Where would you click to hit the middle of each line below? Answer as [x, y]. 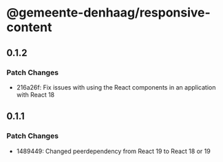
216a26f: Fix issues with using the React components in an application [116, 87]
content [29, 27]
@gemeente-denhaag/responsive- [108, 13]
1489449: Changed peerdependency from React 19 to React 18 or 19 [113, 151]
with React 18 [35, 94]
